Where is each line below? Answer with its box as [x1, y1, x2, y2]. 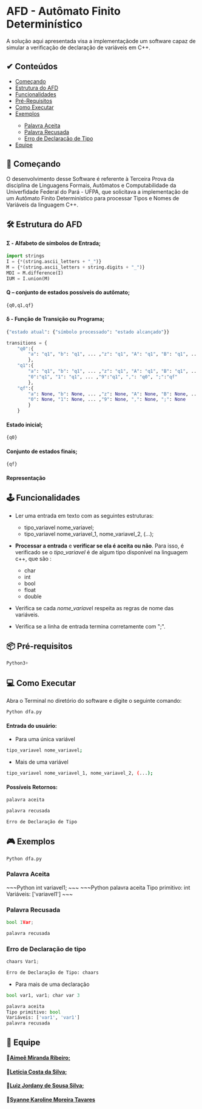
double [24, 593, 42, 600]
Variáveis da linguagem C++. [6, 201, 79, 208]
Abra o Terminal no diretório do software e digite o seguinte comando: [6, 697, 182, 705]
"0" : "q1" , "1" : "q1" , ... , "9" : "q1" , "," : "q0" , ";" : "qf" [28, 373, 178, 380]
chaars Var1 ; [6, 959, 39, 965]
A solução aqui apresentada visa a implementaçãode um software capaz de [6, 37, 196, 44]
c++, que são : [15, 555, 52, 562]
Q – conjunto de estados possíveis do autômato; [6, 289, 130, 296]
